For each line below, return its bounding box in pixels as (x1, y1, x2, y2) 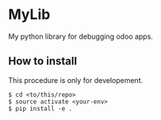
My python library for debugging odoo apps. (8, 32, 153, 41)
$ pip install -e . (8, 104, 73, 112)
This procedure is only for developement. (8, 75, 144, 84)
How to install (8, 54, 78, 68)
